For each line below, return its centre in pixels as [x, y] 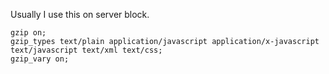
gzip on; [28, 33]
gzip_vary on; [40, 59]
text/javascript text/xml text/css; [86, 50]
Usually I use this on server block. [80, 14]
